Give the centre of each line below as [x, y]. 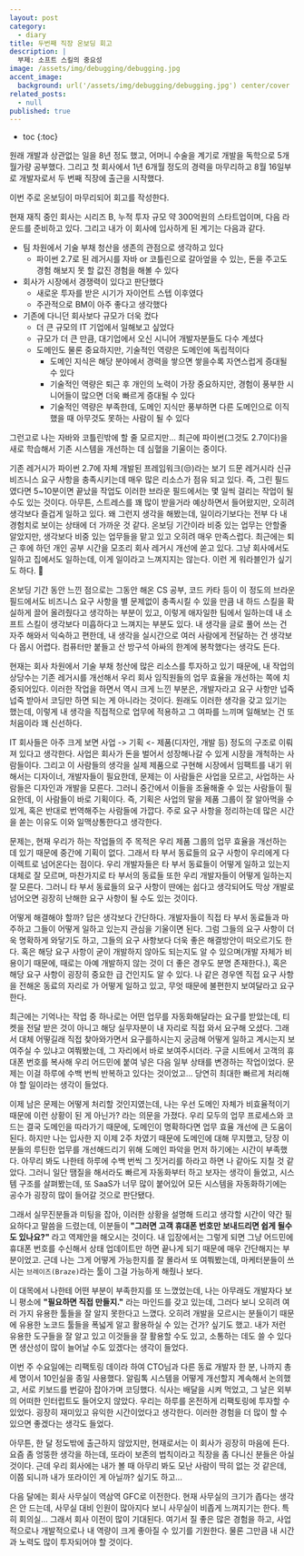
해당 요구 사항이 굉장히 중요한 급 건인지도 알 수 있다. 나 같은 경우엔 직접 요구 [143, 975]
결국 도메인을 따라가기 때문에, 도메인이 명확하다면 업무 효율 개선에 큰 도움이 [159, 1127]
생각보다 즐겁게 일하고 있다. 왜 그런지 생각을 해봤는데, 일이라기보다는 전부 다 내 [148, 514]
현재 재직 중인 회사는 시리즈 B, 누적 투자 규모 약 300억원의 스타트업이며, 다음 [145, 217]
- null [30, 102]
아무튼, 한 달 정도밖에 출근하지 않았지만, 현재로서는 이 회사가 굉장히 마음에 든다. [150, 1443]
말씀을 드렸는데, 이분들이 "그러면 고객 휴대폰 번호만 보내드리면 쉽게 [158, 1226]
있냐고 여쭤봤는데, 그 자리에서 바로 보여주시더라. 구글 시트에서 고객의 [164, 1051]
